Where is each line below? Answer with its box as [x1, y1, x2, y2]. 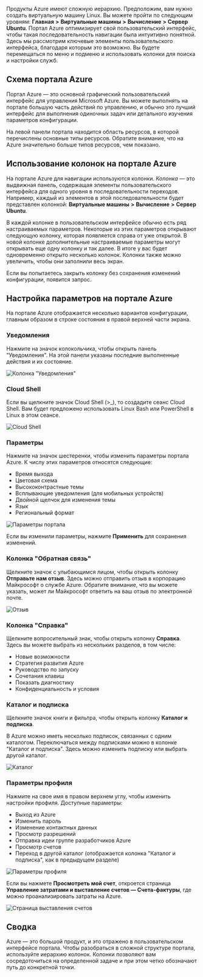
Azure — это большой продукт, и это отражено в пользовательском [6, 938, 184, 945]
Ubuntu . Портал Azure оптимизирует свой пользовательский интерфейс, [6, 24, 196, 32]
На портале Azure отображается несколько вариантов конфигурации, [6, 309, 188, 317]
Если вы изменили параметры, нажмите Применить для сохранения [6, 533, 187, 540]
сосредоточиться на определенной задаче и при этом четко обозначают [6, 957, 198, 965]
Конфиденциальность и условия [15, 685, 99, 692]
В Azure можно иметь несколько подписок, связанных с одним [6, 732, 172, 740]
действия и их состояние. [6, 358, 74, 365]
